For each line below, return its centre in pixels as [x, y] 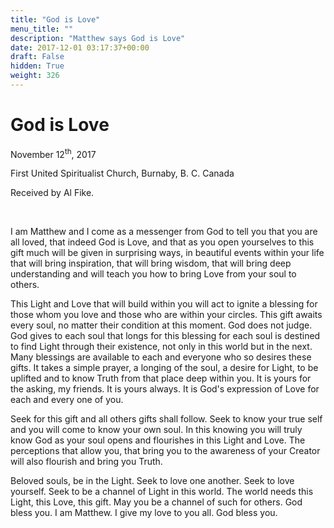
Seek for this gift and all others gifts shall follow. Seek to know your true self [166, 419]
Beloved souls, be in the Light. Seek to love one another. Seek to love [152, 481]
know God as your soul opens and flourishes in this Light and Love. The [158, 440]
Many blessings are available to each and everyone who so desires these [161, 357]
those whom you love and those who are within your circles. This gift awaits [166, 315]
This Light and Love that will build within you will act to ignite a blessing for [164, 304]
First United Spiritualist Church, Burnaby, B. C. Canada [122, 173]
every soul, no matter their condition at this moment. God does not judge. [161, 325]
